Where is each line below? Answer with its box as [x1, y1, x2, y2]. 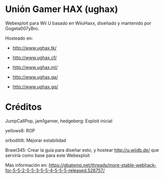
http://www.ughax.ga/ [12, 74, 58, 80]
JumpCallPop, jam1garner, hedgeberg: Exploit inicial [5, 118, 113, 124]
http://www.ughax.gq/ [12, 84, 59, 90]
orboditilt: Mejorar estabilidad [5, 137, 66, 143]
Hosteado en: [5, 35, 34, 41]
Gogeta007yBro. [5, 25, 39, 31]
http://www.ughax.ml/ [12, 64, 58, 70]
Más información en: [5, 162, 48, 168]
